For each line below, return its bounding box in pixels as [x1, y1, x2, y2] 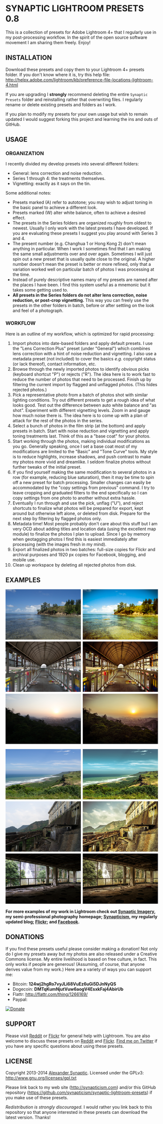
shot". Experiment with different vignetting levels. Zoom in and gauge [12, 407, 150, 413]
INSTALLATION [5, 54, 52, 62]
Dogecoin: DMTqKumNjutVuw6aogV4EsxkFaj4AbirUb [12, 986, 124, 992]
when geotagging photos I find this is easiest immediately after [12, 536, 138, 542]
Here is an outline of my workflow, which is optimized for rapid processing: [5, 331, 155, 337]
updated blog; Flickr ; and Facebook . [5, 919, 80, 925]
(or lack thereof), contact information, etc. [12, 361, 96, 367]
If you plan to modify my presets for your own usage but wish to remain [5, 111, 148, 117]
